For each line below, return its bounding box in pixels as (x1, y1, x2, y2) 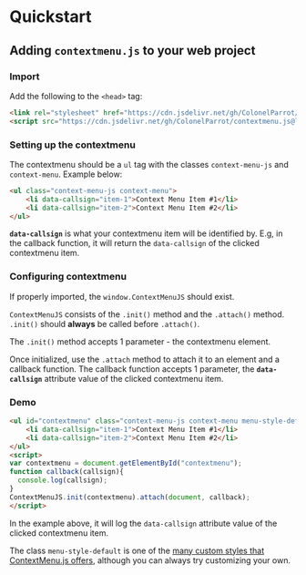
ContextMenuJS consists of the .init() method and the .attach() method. (9, 308, 285, 320)
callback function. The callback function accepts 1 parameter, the (9, 363, 255, 375)
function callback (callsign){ (9, 467, 125, 477)
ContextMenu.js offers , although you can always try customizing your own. (9, 554, 291, 566)
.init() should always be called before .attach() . (9, 318, 200, 329)
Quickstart (9, 6, 93, 27)
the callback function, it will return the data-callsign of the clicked (9, 238, 260, 249)
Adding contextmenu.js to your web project (9, 43, 256, 58)
